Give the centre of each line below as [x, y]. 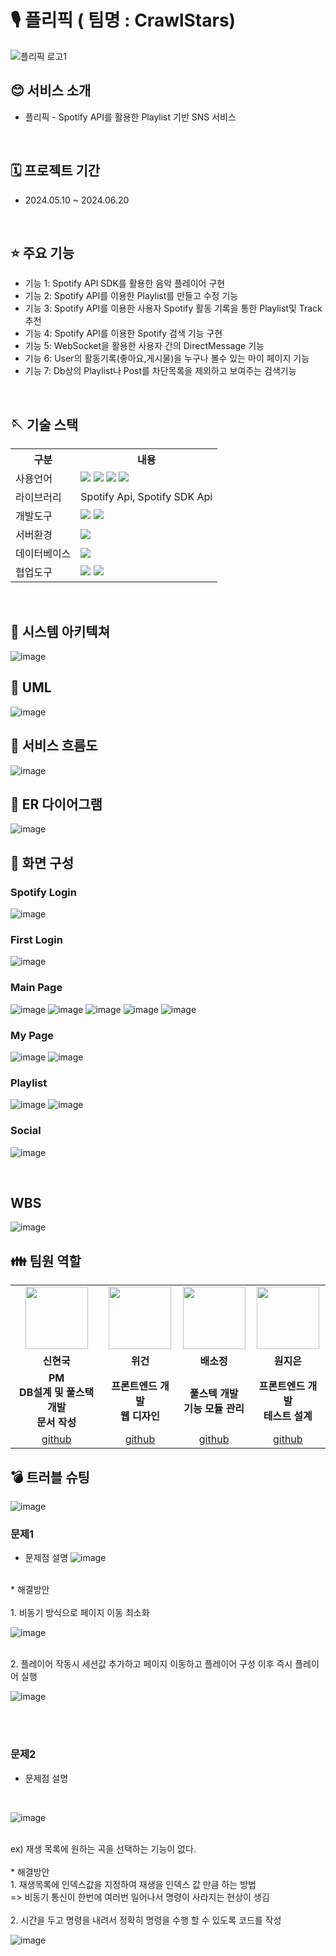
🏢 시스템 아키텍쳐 [60, 631]
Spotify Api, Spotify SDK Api [146, 497]
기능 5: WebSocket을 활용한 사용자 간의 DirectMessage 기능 [144, 346]
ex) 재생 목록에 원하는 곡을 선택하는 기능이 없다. [103, 1848]
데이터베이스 [43, 554]
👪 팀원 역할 [46, 1261]
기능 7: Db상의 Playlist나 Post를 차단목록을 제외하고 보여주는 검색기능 [160, 371]
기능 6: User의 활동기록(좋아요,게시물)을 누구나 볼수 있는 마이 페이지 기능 [167, 358]
